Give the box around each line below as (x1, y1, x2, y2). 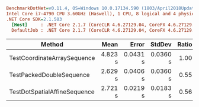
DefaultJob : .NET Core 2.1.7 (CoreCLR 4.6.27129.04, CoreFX (11, 27, 166, 33)
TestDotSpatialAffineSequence (9, 88, 95, 96)
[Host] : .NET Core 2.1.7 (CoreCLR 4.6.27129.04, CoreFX (11, 22, 166, 28)
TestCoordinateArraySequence (9, 54, 95, 62)
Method (40, 41, 64, 49)
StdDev (150, 41, 172, 49)
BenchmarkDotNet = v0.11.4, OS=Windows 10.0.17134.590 (6, 5, 139, 11)
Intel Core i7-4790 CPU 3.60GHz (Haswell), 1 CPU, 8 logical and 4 (6, 11, 176, 16)
